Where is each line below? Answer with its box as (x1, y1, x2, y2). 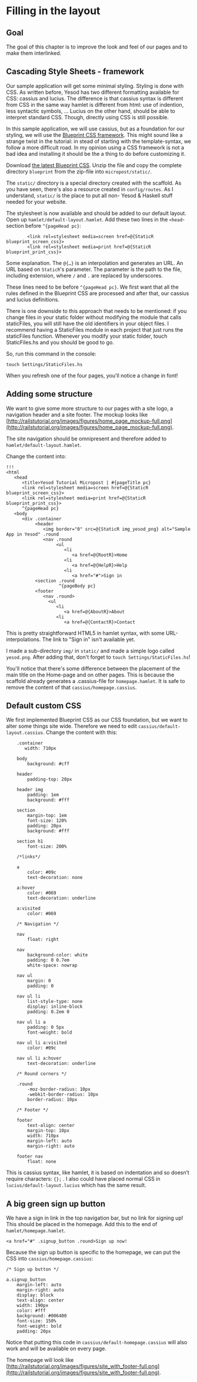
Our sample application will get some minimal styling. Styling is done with (6, 82, 184, 89)
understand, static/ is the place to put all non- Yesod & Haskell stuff (6, 192, 173, 199)
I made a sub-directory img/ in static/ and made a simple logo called (6, 647, 175, 654)
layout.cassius (6, 730, 44, 736)
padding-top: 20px (27, 776, 72, 783)
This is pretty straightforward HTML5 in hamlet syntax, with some (6, 629, 165, 636)
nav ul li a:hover (16, 1056, 62, 1061)
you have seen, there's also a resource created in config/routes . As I (6, 185, 173, 192)
